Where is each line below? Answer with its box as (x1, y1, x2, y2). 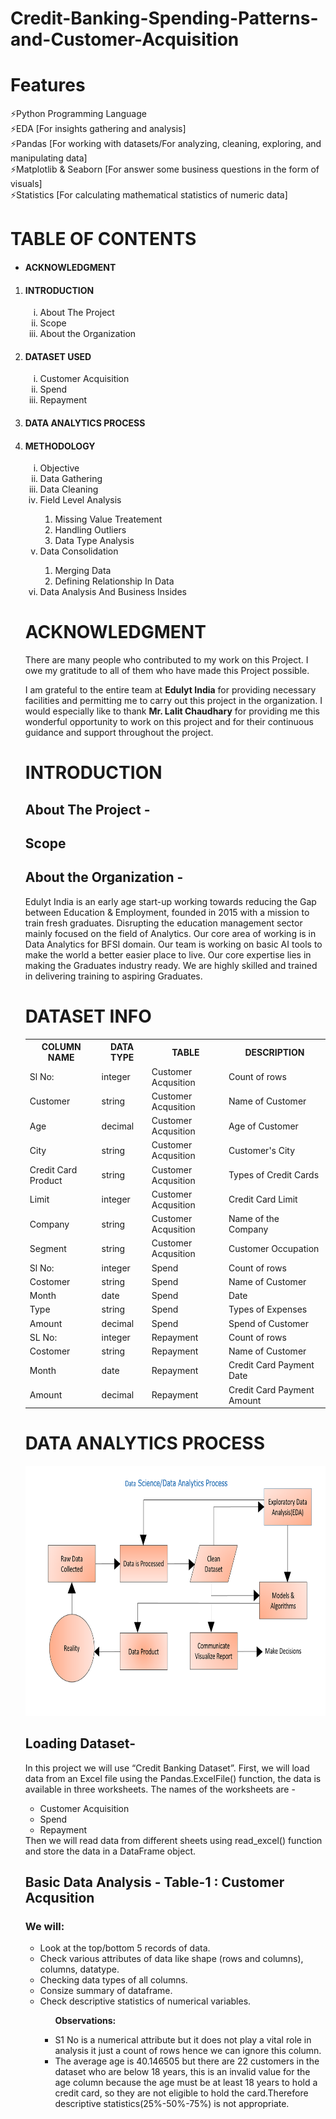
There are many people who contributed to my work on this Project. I (24, 654, 309, 666)
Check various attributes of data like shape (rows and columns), (39, 1953, 304, 1965)
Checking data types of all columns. (39, 1974, 188, 1986)
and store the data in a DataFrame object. (24, 1845, 196, 1857)
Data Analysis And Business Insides (39, 586, 187, 598)
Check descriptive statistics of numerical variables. (39, 1995, 252, 2007)
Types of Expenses (228, 1303, 308, 1316)
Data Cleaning (39, 483, 99, 496)
